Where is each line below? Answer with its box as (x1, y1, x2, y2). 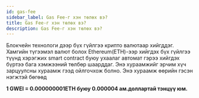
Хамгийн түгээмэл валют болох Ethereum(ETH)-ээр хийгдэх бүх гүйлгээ (6, 48, 191, 56)
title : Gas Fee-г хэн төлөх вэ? (6, 20, 86, 26)
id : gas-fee (6, 8, 36, 15)
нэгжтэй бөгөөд (6, 73, 47, 81)
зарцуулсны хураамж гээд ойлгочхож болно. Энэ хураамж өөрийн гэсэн (6, 67, 194, 75)
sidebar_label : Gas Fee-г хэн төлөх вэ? (6, 14, 108, 20)
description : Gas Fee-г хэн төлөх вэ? (6, 25, 102, 32)
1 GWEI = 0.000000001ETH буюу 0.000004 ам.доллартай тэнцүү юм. (6, 85, 188, 93)
